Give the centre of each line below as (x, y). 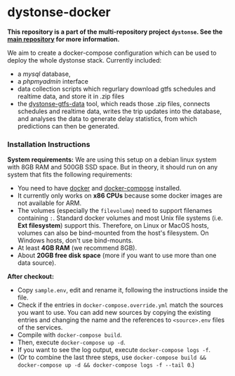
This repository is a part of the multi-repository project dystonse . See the (115, 32)
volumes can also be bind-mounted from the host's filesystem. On (113, 233)
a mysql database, (44, 74)
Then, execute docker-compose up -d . (71, 342)
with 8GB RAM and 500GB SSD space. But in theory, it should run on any (113, 167)
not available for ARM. (49, 203)
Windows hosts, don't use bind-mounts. (75, 240)
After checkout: (31, 277)
